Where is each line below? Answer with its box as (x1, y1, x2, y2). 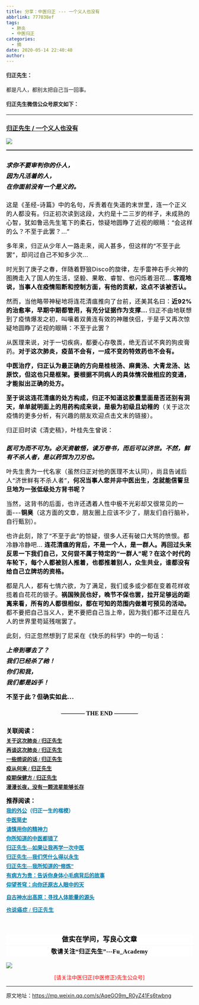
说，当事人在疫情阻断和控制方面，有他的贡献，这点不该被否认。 (6, 283, 191, 291)
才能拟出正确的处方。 (6, 379, 68, 388)
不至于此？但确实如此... (6, 693, 75, 701)
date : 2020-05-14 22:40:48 (6, 47, 73, 53)
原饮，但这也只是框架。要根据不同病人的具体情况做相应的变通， (6, 371, 191, 379)
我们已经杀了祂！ (6, 657, 56, 665)
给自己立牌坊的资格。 (6, 568, 68, 576)
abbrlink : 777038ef (6, 14, 54, 20)
